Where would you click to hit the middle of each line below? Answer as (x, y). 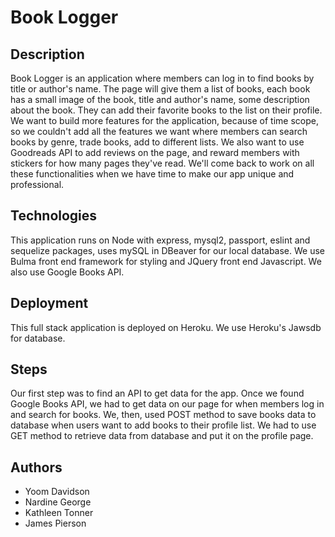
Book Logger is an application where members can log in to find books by (162, 78)
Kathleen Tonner (59, 513)
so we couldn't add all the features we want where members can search (159, 131)
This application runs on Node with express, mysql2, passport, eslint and (160, 240)
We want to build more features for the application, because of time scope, (164, 120)
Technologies (54, 216)
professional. (37, 184)
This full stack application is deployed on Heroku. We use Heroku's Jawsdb (166, 327)
